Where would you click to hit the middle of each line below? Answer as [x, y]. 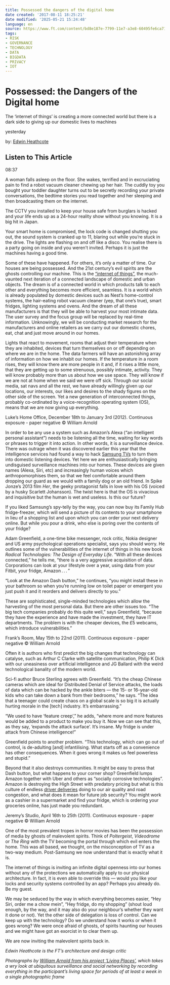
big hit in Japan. [22, 222]
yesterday [16, 132]
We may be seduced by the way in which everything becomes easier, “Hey [83, 899]
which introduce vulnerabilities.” [39, 628]
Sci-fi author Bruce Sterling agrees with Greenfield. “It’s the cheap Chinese [83, 679]
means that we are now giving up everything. [52, 407]
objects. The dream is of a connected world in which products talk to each [83, 284]
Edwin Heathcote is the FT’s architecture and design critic [66, 951]
